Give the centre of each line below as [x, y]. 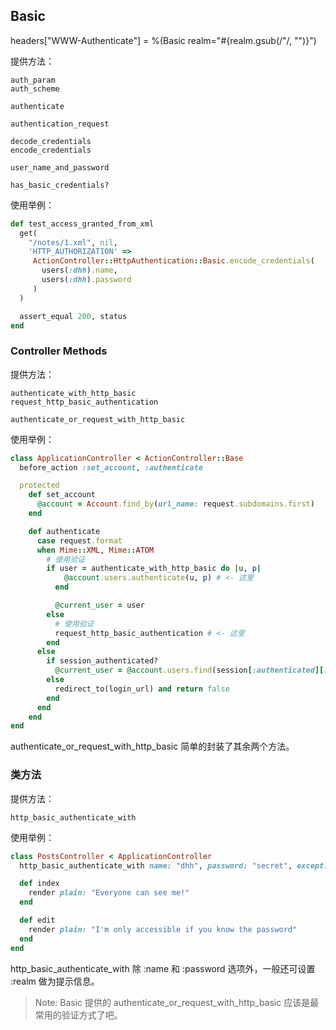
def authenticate [64, 531]
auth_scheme [35, 89]
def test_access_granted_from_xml [82, 224]
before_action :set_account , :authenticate [111, 467]
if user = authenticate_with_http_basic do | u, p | [154, 569]
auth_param [33, 80]
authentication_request [60, 124]
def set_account [62, 495]
